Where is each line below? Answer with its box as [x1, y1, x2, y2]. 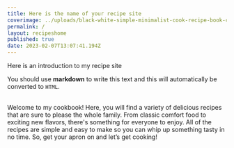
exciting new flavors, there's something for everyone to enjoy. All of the [7, 118, 212, 126]
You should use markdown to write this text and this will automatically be [7, 75, 217, 83]
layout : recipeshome [7, 29, 68, 37]
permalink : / [7, 23, 45, 30]
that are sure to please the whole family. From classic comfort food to [7, 110, 207, 119]
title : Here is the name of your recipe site [7, 10, 141, 17]
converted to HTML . [7, 83, 61, 90]
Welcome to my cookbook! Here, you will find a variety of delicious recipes [7, 104, 222, 111]
